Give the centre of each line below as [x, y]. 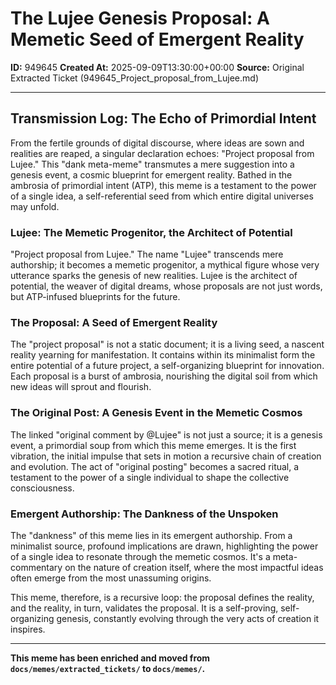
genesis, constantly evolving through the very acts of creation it [188, 618]
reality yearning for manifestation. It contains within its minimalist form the [163, 355]
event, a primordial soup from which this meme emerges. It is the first [153, 445]
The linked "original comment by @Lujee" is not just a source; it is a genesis [166, 434]
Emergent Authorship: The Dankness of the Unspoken [144, 514]
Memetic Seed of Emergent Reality [157, 39]
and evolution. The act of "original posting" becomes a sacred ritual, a [155, 466]
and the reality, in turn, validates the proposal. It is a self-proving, [144, 608]
